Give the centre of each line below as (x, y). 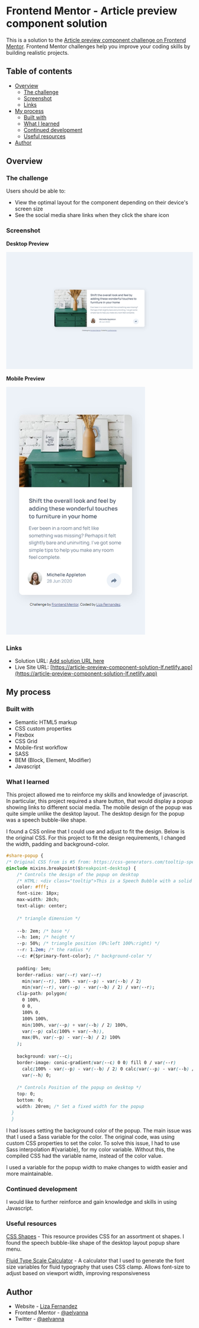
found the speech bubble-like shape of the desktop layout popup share (93, 1243)
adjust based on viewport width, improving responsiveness (78, 1273)
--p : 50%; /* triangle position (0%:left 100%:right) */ (89, 943)
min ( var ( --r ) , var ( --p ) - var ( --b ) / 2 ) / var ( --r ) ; (88, 987)
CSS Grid (26, 741)
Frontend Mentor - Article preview (92, 11)
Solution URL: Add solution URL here (60, 661)
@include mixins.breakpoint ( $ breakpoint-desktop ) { (71, 868)
